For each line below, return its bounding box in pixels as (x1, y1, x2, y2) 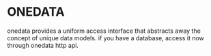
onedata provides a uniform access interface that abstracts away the (7, 27, 201, 35)
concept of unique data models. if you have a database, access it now (7, 33, 205, 42)
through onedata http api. (7, 41, 79, 49)
